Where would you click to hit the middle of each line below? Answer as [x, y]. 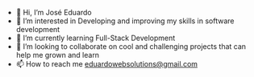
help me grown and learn [57, 55]
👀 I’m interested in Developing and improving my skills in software [125, 21]
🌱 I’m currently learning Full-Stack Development [96, 38]
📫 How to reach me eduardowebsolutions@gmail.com [107, 64]
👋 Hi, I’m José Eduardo [54, 12]
